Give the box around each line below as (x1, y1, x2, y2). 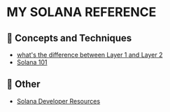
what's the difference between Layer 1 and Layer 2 (16, 50, 163, 59)
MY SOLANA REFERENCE (6, 4, 157, 20)
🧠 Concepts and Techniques (6, 32, 132, 44)
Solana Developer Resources (16, 97, 101, 105)
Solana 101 (16, 58, 48, 66)
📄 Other (6, 78, 41, 90)
